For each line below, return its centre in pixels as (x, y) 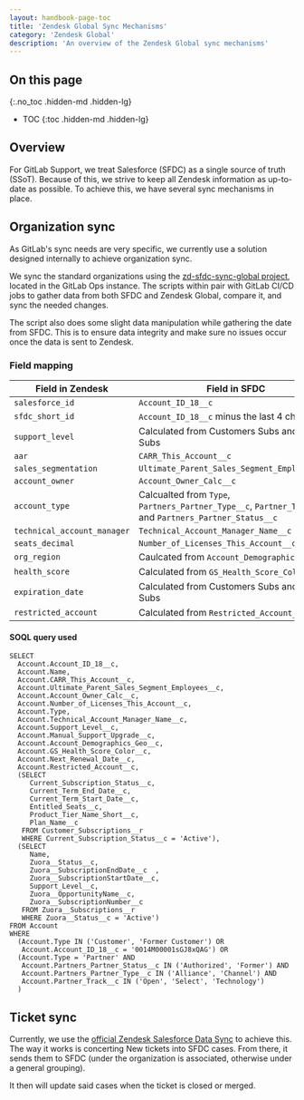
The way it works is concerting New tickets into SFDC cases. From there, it (148, 1049)
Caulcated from (172, 557)
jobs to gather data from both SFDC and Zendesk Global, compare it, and (146, 295)
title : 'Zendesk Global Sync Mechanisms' (89, 26)
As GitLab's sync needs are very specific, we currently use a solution (138, 248)
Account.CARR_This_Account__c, (76, 680)
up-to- (280, 179)
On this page (46, 79)
